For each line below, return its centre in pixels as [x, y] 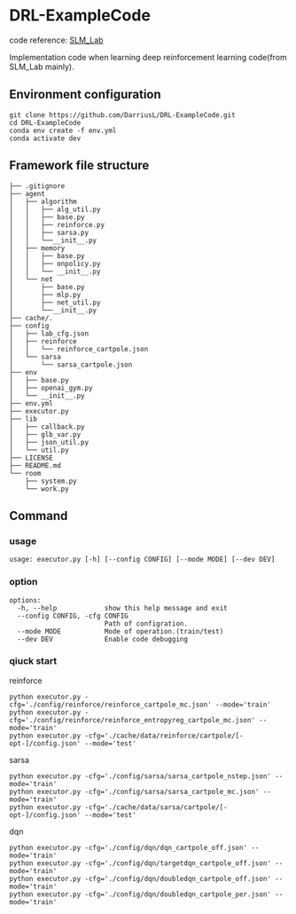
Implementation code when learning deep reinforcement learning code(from [148, 57]
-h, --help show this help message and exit [122, 608]
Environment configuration [85, 95]
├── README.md [35, 465]
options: [25, 600]
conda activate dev [45, 138]
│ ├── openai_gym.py [51, 388]
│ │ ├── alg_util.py [55, 209]
